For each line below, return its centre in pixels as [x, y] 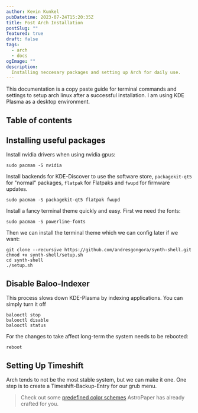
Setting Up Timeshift [45, 365]
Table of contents [39, 120]
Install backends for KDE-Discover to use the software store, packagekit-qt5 [99, 177]
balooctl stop [24, 315]
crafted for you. [40, 404]
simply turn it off [26, 304]
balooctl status [26, 326]
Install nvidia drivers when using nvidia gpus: [61, 155]
